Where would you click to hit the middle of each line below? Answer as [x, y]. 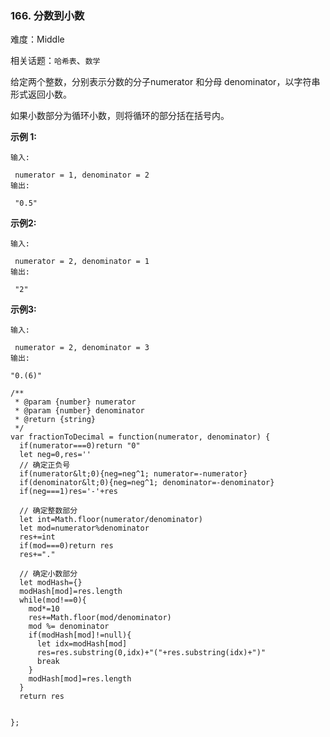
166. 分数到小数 [47, 15]
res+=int [37, 537]
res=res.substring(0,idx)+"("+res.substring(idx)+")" [151, 653]
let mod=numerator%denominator [84, 528]
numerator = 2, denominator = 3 [82, 348]
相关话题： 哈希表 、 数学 [55, 61]
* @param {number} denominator [79, 411]
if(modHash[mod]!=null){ [80, 635]
